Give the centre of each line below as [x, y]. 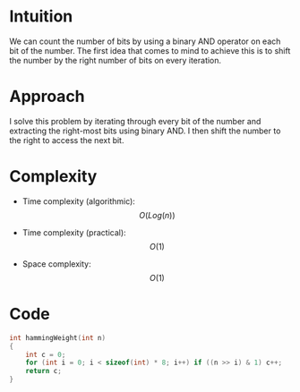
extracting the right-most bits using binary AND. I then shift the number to [145, 131]
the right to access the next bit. [67, 140]
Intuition [41, 17]
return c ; [44, 371]
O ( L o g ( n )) [157, 215]
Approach [47, 97]
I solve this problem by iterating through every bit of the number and [135, 121]
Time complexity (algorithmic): [79, 201]
